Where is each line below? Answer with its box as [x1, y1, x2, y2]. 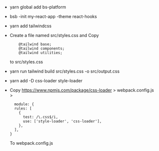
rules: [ [14, 106, 32, 111]
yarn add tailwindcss [9, 23, 52, 29]
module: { [14, 102, 34, 107]
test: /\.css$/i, [22, 114, 59, 119]
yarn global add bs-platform [9, 4, 66, 10]
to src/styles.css [9, 59, 43, 65]
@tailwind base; [19, 42, 52, 47]
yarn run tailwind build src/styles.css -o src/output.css [9, 68, 120, 74]
